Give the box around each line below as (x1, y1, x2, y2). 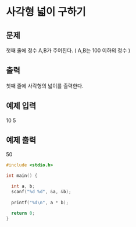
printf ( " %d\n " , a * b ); (11, 200, 69, 205)
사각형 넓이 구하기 (6, 5, 86, 19)
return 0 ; (11, 210, 35, 216)
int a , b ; (11, 183, 35, 190)
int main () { (6, 173, 38, 179)
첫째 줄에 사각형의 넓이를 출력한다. (6, 82, 84, 89)
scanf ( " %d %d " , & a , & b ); (11, 189, 71, 195)
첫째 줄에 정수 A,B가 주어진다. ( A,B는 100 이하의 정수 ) (6, 47, 131, 54)
